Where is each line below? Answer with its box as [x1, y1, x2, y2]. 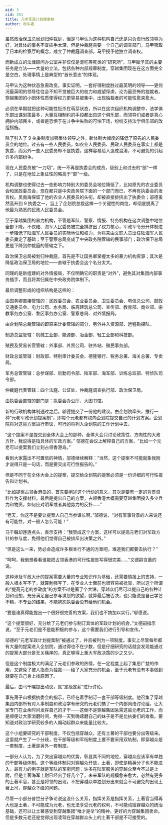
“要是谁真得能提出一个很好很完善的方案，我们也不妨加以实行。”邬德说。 [5, 609, 151, 616]
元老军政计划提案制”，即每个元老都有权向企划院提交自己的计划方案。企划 [11, 415, 162, 421]
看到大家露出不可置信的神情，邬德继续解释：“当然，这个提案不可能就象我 [5, 455, 156, 461]
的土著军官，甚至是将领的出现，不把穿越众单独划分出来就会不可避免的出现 [5, 779, 158, 785]
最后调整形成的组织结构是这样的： [5, 287, 75, 293]
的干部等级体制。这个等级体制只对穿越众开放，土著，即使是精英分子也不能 [5, 760, 158, 766]
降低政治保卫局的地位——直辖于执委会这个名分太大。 [5, 259, 115, 265]
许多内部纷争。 [5, 154, 36, 160]
